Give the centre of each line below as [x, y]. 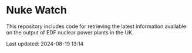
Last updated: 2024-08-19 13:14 [45, 44]
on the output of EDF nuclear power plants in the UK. [70, 32]
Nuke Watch [37, 10]
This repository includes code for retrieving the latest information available [96, 26]
